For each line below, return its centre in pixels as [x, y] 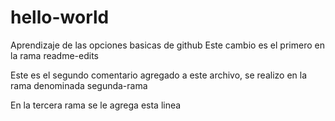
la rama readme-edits [54, 55]
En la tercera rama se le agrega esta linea [96, 105]
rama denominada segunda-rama [79, 85]
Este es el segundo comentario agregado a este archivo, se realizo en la [159, 75]
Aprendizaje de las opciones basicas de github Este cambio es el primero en [167, 45]
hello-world [60, 17]
